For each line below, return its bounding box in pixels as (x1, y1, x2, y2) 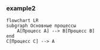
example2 (6, 4, 36, 12)
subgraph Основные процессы (6, 23, 77, 29)
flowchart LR (6, 18, 39, 24)
